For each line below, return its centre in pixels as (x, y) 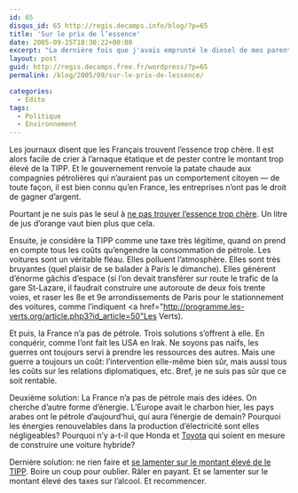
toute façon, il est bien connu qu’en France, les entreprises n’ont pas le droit (148, 187)
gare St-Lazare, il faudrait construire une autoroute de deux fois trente (137, 288)
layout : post (33, 59)
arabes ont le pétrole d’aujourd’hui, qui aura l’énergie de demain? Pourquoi (145, 417)
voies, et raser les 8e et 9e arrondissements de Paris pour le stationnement (146, 298)
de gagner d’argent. (45, 197)
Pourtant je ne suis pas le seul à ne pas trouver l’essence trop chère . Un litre (149, 214)
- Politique (39, 116)
